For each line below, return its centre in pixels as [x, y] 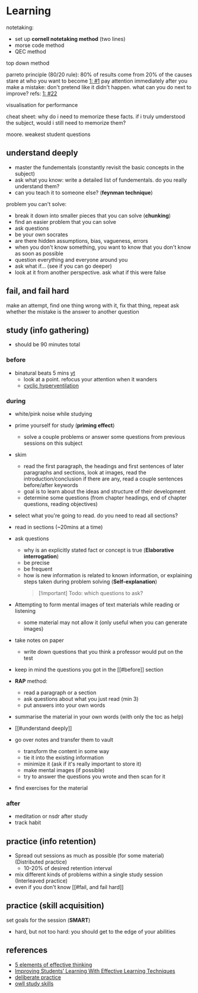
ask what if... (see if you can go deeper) [63, 266]
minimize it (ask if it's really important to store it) [82, 764]
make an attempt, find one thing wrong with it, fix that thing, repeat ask [93, 305]
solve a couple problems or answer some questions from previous [104, 437]
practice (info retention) [51, 841]
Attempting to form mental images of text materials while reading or [97, 605]
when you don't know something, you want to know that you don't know [103, 247]
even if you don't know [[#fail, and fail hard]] [69, 887]
